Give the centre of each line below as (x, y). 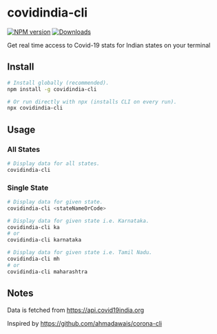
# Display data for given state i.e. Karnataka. (78, 221)
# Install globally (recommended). (58, 83)
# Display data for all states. (53, 164)
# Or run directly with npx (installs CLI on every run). (92, 101)
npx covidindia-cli (35, 108)
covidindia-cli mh (33, 259)
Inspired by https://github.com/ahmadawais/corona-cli (85, 323)
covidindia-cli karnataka (44, 240)
